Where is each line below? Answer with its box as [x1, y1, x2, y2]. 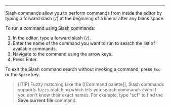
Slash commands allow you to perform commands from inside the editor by [5, 10, 162, 16]
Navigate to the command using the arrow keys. [12, 51, 113, 57]
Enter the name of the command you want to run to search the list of [12, 40, 155, 46]
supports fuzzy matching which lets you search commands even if [17, 87, 157, 92]
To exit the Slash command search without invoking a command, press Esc [5, 66, 161, 72]
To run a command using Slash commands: [5, 25, 96, 31]
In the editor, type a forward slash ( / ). [12, 35, 91, 41]
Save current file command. [17, 97, 77, 103]
